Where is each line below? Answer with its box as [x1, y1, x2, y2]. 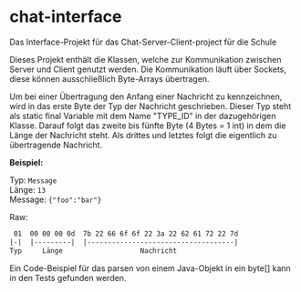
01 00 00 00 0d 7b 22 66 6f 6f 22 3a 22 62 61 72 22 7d [13, 229, 239, 238]
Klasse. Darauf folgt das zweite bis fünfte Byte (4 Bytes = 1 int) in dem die [9, 120, 286, 131]
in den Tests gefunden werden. [9, 272, 127, 283]
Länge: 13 [9, 184, 47, 195]
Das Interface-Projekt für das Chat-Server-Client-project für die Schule [9, 36, 277, 47]
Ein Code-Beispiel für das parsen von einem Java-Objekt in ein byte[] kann [9, 262, 292, 274]
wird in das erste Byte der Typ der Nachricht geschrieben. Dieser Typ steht [9, 100, 292, 111]
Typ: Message [9, 175, 57, 186]
